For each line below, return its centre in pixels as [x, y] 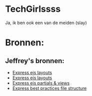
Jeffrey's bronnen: [35, 61]
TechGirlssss [33, 9]
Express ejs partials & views [41, 83]
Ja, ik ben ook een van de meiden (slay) [46, 23]
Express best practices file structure [49, 88]
